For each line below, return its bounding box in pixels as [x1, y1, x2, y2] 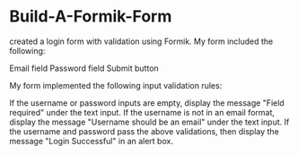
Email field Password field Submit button [9, 63, 159, 73]
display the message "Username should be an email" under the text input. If [9, 116, 290, 127]
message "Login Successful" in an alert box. [9, 135, 173, 146]
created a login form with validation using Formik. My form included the [9, 36, 274, 47]
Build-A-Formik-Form [9, 6, 172, 27]
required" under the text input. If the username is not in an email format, [9, 107, 276, 117]
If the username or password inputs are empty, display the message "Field [9, 97, 285, 108]
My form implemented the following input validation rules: [9, 80, 223, 90]
